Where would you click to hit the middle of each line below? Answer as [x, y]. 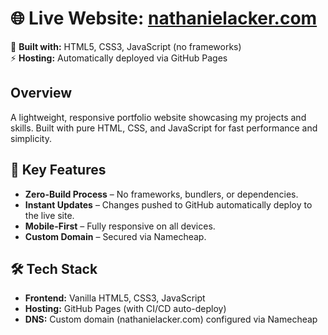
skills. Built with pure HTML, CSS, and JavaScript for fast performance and [164, 128]
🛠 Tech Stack [54, 268]
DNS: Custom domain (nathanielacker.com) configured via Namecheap [171, 319]
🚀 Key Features [58, 170]
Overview [41, 93]
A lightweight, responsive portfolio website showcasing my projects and [158, 117]
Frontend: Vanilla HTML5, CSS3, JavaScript [115, 298]
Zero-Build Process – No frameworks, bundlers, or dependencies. [161, 194]
